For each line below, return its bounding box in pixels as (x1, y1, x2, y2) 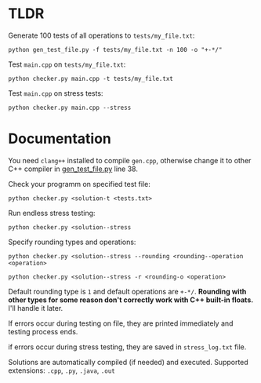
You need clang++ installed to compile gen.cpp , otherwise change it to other (8, 155, 252, 165)
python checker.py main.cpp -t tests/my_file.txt (8, 75, 174, 82)
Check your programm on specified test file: (8, 179, 150, 188)
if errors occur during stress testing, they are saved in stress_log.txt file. (8, 342, 247, 352)
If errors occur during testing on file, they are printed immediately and (8, 319, 234, 328)
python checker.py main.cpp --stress (8, 104, 132, 111)
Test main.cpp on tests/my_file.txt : (8, 60, 126, 69)
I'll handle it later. (8, 303, 63, 312)
